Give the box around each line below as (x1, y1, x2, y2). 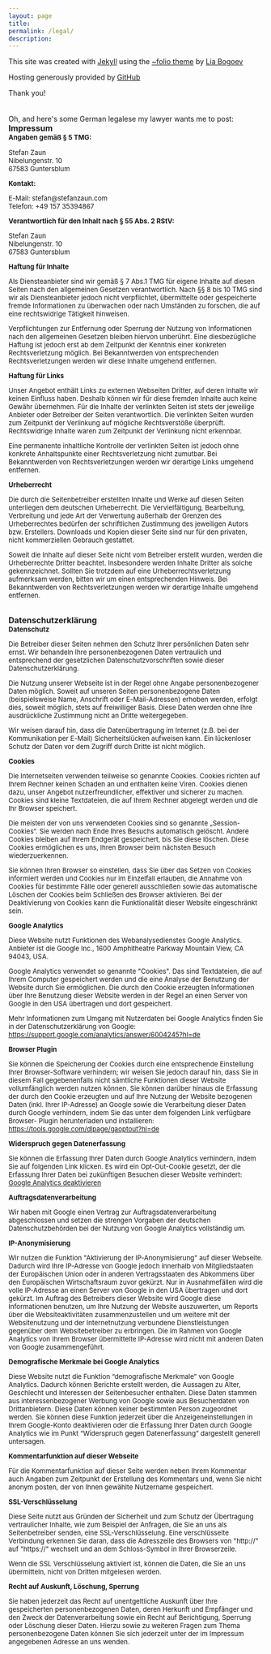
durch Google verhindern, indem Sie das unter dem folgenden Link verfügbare (8, 1109, 252, 1118)
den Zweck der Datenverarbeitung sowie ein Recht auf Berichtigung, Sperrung (8, 1613, 252, 1622)
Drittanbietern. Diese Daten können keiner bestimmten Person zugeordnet (8, 1405, 238, 1414)
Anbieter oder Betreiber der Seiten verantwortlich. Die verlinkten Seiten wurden (8, 411, 254, 420)
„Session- (210, 819, 240, 828)
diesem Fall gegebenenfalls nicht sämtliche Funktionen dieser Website (8, 1076, 227, 1085)
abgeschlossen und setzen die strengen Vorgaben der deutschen (8, 1216, 211, 1225)
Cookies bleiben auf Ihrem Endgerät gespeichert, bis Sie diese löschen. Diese (8, 835, 249, 844)
